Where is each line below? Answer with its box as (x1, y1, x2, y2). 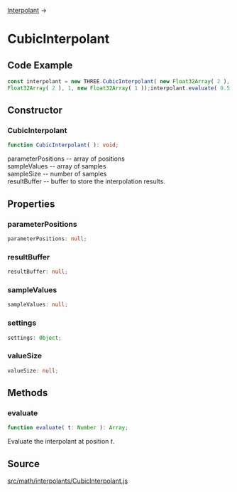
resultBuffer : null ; (7, 268, 69, 276)
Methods (7, 387, 48, 399)
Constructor (7, 105, 62, 117)
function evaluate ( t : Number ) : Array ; (7, 424, 129, 432)
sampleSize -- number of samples (7, 170, 107, 178)
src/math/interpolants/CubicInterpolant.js (7, 476, 128, 485)
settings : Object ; (7, 334, 62, 341)
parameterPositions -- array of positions (7, 154, 126, 163)
